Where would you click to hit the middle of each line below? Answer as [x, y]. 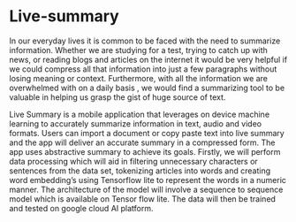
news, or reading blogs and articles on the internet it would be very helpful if [148, 59]
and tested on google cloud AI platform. [81, 208]
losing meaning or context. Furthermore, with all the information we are [138, 78]
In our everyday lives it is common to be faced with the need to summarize [145, 41]
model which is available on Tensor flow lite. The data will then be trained [143, 199]
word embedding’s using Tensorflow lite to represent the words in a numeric [148, 180]
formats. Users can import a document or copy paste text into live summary [147, 133]
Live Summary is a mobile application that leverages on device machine [140, 114]
